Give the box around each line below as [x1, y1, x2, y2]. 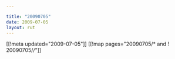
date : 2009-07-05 [6, 19, 49, 25]
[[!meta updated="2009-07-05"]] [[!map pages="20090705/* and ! [6, 40, 169, 47]
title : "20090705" [6, 13, 51, 19]
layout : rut [6, 25, 35, 30]
